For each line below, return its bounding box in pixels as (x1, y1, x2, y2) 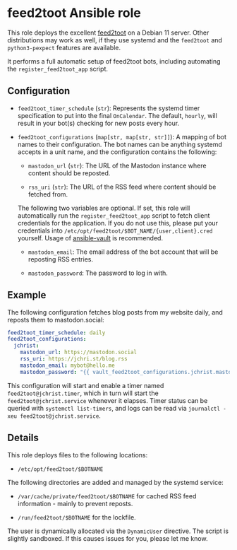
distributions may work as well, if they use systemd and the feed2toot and (7, 35, 222, 44)
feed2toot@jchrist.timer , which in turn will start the (7, 389, 159, 397)
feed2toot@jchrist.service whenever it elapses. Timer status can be (7, 396, 208, 404)
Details (7, 432, 39, 444)
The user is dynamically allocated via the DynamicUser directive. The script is (7, 527, 229, 535)
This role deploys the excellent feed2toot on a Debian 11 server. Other (7, 28, 209, 37)
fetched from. (28, 189, 68, 199)
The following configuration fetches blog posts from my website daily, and (7, 308, 224, 316)
